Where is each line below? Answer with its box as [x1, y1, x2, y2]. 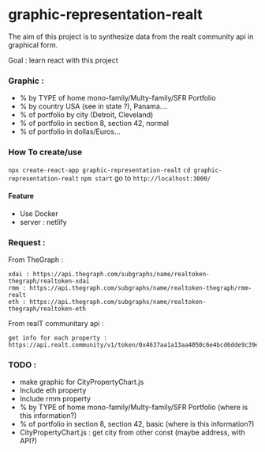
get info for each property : [8, 334, 108, 342]
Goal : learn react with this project [8, 55, 118, 65]
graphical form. [8, 40, 58, 49]
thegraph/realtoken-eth [8, 305, 87, 313]
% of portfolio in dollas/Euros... [19, 127, 121, 136]
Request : [8, 237, 46, 248]
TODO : [8, 359, 37, 370]
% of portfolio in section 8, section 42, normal [19, 119, 170, 128]
